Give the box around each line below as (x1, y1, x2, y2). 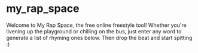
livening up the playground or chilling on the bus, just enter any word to (6, 27, 182, 35)
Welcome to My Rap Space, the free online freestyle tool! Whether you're (6, 21, 187, 29)
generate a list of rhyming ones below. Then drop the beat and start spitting (6, 34, 193, 41)
